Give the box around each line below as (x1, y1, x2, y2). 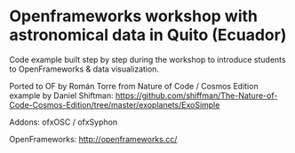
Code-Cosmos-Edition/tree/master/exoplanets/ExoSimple (9, 99, 220, 110)
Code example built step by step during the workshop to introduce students (9, 54, 286, 65)
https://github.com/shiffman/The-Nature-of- (115, 90, 278, 101)
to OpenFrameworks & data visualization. (9, 64, 160, 74)
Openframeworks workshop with (9, 6, 258, 27)
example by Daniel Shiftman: (9, 90, 114, 101)
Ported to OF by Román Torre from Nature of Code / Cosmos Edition (9, 80, 259, 91)
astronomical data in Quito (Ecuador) (9, 25, 287, 45)
